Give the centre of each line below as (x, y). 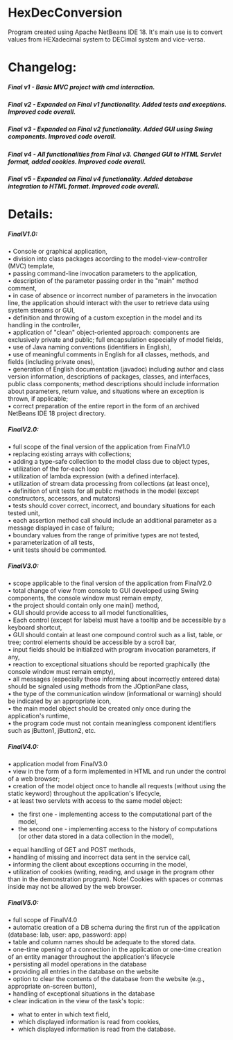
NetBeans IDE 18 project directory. (57, 413)
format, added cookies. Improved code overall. (77, 162)
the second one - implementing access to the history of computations (118, 829)
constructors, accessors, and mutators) (64, 499)
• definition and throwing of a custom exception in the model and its (105, 318)
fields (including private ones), (52, 362)
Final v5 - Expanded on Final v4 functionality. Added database (101, 179)
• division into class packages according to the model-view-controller (107, 259)
